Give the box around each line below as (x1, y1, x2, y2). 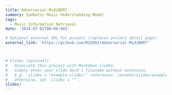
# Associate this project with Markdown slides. (5, 63, 116, 68)
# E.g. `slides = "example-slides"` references (5, 72, 114, 78)
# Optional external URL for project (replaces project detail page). (5, 36, 159, 41)
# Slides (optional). (5, 58, 52, 64)
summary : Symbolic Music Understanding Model (5, 12, 104, 17)
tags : (5, 17, 17, 22)
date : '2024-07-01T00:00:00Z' (5, 26, 70, 31)
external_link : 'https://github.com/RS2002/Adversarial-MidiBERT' (5, 40, 150, 46)
